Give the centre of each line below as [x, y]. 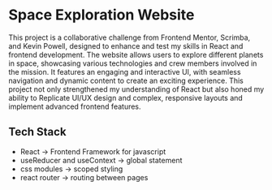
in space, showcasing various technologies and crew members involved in [133, 63]
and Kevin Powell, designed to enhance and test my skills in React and [126, 45]
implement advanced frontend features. [75, 106]
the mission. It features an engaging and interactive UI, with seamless [125, 71]
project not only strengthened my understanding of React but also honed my [136, 89]
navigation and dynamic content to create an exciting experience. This [126, 80]
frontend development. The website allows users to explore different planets [136, 54]
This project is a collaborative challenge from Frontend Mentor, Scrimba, [130, 37]
